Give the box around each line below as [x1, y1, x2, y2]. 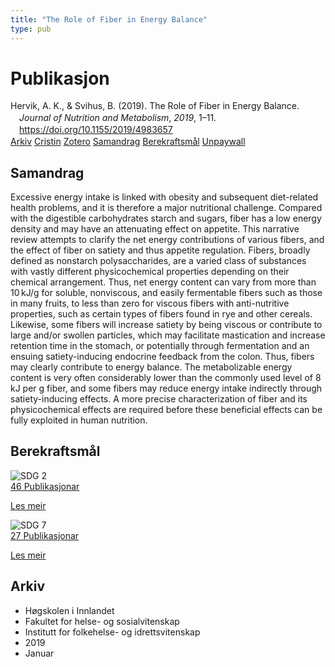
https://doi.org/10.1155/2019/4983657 [19, 124, 173, 136]
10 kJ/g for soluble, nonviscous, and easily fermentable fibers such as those [10, 286, 323, 298]
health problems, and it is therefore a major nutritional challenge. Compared [10, 201, 323, 213]
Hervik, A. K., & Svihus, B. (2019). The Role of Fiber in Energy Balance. [10, 100, 300, 112]
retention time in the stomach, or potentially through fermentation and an [10, 339, 310, 351]
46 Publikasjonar [10, 480, 80, 492]
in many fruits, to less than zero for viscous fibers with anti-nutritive [10, 297, 290, 309]
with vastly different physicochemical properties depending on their [10, 265, 290, 277]
